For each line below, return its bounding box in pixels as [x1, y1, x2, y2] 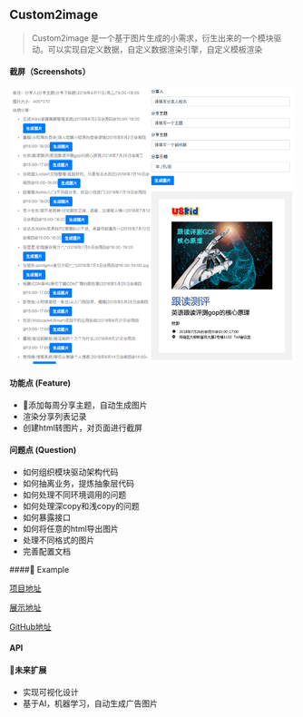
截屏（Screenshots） [9, 66, 91, 77]
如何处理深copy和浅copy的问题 [22, 500, 140, 511]
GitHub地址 [9, 621, 52, 632]
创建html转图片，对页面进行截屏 [22, 422, 143, 433]
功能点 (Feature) [9, 378, 71, 388]
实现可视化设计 [22, 686, 79, 697]
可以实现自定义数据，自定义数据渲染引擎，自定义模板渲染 [47, 44, 263, 54]
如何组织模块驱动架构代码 [22, 467, 119, 477]
